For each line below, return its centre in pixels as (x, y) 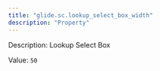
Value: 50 (23, 60)
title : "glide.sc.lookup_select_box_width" (81, 15)
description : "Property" (49, 23)
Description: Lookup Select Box (59, 44)
